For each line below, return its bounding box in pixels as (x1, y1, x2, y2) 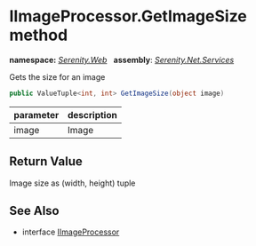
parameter (13, 108, 60, 121)
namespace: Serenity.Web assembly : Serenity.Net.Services (9, 54, 235, 65)
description (68, 108, 117, 121)
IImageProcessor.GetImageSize (9, 6, 247, 27)
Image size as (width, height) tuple (9, 178, 136, 188)
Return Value (9, 154, 83, 170)
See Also (9, 203, 60, 218)
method (9, 25, 68, 45)
